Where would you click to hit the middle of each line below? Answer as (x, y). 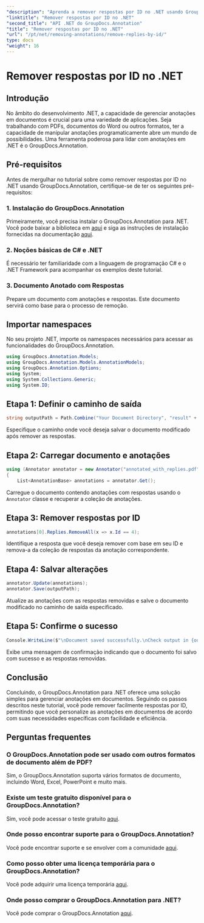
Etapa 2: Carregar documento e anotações (88, 455)
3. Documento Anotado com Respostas (65, 286)
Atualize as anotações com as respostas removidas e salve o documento (97, 601)
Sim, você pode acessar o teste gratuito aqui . (63, 819)
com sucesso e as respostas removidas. (57, 658)
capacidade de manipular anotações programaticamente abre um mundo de (102, 132)
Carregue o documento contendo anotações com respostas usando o (93, 492)
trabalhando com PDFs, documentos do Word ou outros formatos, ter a (95, 126)
